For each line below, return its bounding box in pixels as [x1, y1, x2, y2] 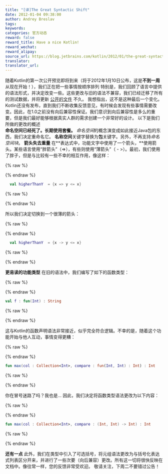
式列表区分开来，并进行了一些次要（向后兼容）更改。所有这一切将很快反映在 [5, 457, 163, 463]
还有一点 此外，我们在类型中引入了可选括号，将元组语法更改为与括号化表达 [5, 450, 160, 456]
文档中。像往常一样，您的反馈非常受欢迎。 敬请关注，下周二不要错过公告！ [5, 463, 160, 469]
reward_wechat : [5, 44, 37, 49]
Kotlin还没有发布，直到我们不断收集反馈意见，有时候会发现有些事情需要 [5, 102, 152, 108]
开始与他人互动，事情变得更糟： [9, 333, 75, 340]
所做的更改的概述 [5, 121, 40, 127]
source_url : [5, 53, 30, 59]
